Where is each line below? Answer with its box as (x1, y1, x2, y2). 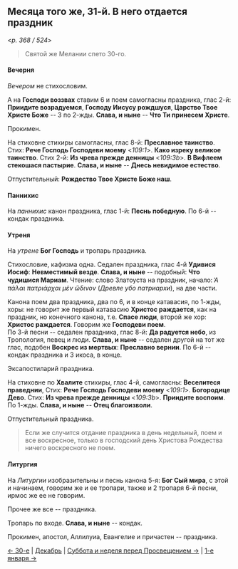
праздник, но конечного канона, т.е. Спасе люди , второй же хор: (7, 313, 207, 321)
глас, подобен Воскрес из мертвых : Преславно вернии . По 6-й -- (7, 343, 212, 352)
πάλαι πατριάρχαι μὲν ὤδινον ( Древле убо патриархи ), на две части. (7, 284, 217, 293)
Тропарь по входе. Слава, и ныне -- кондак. (7, 518, 143, 527)
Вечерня (7, 66, 34, 74)
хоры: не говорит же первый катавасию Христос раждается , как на (7, 306, 217, 314)
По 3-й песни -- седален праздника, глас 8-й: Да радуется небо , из (7, 328, 216, 337)
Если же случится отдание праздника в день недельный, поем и (24, 429, 222, 437)
